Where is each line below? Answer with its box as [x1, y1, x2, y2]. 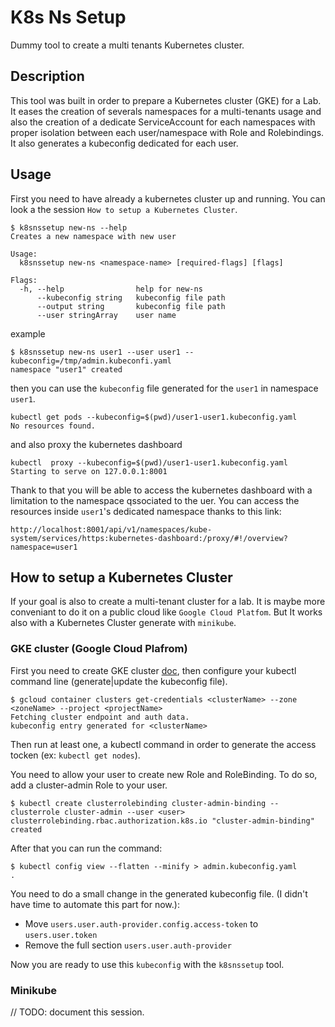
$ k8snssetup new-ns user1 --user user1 [10, 347, 182, 357]
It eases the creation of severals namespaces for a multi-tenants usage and [10, 105, 322, 117]
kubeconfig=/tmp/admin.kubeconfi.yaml [10, 356, 172, 366]
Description [10, 68, 85, 85]
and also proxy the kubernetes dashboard [10, 438, 183, 450]
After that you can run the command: [10, 842, 163, 854]
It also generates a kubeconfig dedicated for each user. [10, 137, 239, 149]
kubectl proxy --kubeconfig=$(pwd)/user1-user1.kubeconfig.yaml [10, 457, 288, 468]
